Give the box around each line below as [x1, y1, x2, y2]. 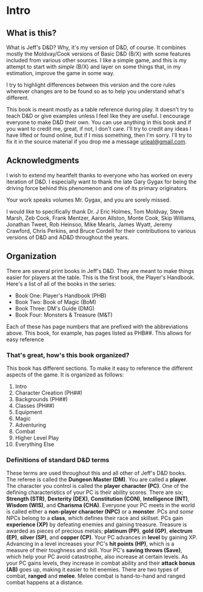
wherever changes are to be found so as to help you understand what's [6, 88, 185, 94]
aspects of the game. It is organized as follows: [6, 370, 124, 378]
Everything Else [15, 440, 55, 448]
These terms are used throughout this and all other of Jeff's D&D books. [6, 470, 187, 477]
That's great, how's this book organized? [6, 350, 130, 359]
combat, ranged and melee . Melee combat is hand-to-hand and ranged [6, 573, 186, 580]
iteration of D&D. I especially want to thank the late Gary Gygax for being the [6, 178, 197, 185]
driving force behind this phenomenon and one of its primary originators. [6, 184, 188, 191]
